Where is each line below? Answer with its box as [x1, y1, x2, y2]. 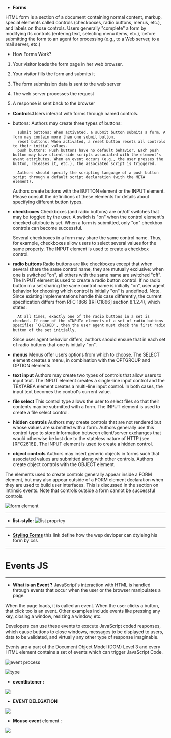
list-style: [12, 517, 34, 524]
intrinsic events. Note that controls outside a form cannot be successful [5, 487, 155, 494]
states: [12, 304, 27, 310]
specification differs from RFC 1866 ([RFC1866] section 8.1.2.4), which [12, 299, 160, 305]
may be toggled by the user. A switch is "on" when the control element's [12, 214, 164, 220]
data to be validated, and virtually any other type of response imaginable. [5, 634, 159, 640]
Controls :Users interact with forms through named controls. [12, 111, 139, 116]
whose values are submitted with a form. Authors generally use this [12, 425, 154, 430]
